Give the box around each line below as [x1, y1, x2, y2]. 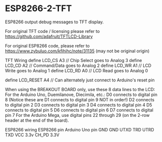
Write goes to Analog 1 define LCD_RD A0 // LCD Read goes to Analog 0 [5, 67, 148, 73]
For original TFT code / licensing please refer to [5, 28, 100, 34]
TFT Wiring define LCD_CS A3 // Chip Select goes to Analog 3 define [5, 57, 142, 63]
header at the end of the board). [5, 117, 69, 123]
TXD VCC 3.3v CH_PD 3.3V [5, 132, 59, 138]
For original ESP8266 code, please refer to [5, 43, 90, 48]
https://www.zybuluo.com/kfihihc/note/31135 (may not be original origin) [5, 48, 150, 54]
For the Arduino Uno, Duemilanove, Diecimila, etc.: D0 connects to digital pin [5, 92, 158, 97]
